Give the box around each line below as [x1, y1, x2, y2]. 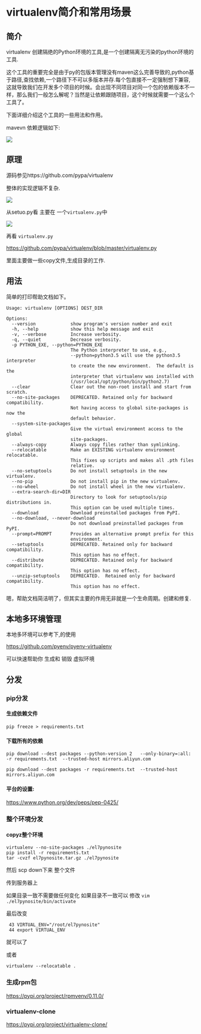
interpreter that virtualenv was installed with [70, 373, 194, 379]
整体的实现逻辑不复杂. [6, 184, 61, 191]
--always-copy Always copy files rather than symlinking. [11, 442, 181, 448]
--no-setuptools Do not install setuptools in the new [11, 467, 167, 474]
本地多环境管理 [6, 614, 62, 624]
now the [6, 410, 26, 416]
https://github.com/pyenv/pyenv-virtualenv [6, 643, 112, 650]
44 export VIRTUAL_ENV [8, 927, 66, 933]
